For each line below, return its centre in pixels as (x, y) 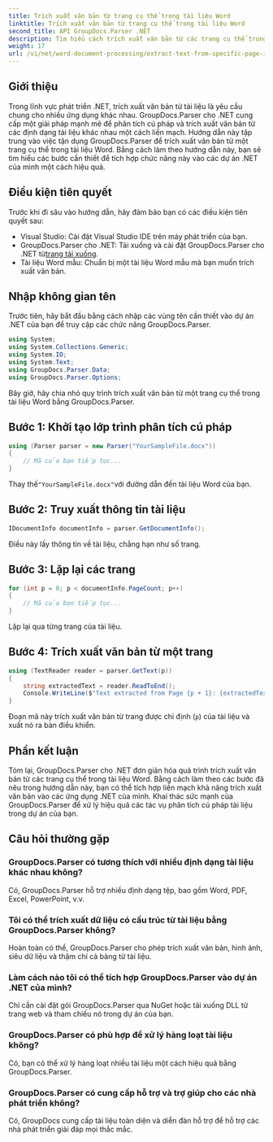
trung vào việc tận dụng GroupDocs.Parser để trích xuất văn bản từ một (128, 141)
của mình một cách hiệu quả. (57, 167)
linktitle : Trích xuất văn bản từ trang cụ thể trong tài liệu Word (127, 24)
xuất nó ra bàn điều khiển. (52, 726)
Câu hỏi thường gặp (59, 839)
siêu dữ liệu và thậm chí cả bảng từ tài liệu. (80, 956)
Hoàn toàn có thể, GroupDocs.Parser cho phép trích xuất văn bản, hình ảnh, (136, 948)
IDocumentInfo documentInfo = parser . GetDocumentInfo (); (107, 528)
